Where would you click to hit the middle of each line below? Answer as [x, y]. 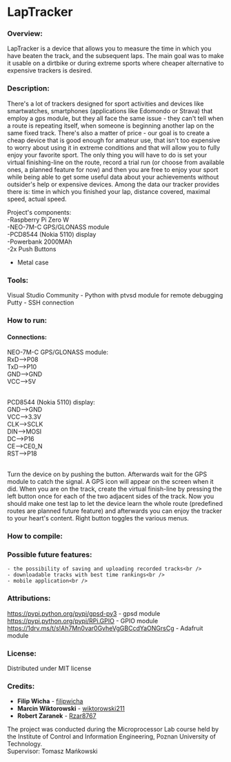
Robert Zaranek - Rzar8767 [57, 716]
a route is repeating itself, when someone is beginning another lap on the [111, 126]
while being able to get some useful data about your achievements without [113, 177]
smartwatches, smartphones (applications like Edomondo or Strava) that [110, 110]
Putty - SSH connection [41, 303]
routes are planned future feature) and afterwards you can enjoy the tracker [115, 511]
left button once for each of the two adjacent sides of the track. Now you [111, 496]
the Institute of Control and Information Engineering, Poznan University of [111, 736]
